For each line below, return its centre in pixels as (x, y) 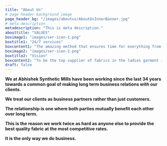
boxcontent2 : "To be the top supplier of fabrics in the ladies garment (82, 60)
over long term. (21, 114)
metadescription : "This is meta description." (54, 28)
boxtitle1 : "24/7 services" (34, 42)
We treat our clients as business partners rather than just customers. (78, 99)
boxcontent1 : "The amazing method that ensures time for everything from (83, 47)
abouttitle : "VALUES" (28, 33)
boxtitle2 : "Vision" (27, 56)
